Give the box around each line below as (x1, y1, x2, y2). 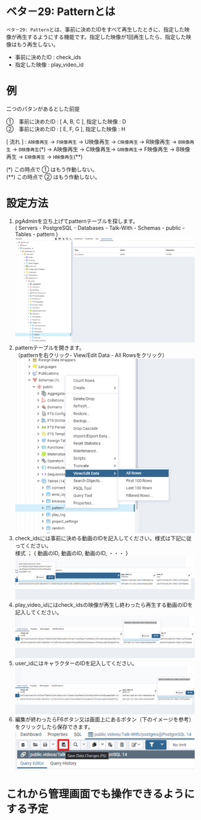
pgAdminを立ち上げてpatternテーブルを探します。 (14, 217, 139, 225)
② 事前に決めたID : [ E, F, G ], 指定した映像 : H (6, 125, 126, 132)
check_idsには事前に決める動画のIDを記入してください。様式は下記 (14, 535, 181, 542)
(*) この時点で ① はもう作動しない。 (6, 165, 98, 173)
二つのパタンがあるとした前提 (6, 105, 80, 112)
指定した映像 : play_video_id (14, 60, 84, 68)
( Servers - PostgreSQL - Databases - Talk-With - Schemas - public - (14, 224, 185, 231)
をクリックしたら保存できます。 (14, 724, 94, 731)
